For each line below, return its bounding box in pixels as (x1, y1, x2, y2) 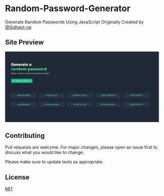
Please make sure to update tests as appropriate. (5, 159, 104, 165)
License (5, 173, 30, 181)
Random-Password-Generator (5, 3, 131, 14)
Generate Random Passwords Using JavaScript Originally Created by (5, 19, 144, 25)
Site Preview (5, 38, 44, 47)
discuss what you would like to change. (5, 149, 84, 156)
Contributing (5, 131, 45, 140)
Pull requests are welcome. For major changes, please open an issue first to (5, 144, 158, 150)
